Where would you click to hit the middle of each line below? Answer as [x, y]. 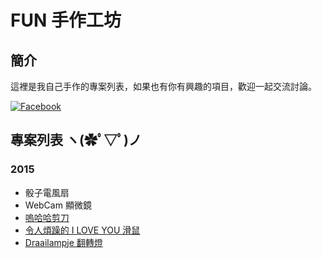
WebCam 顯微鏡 [58, 205]
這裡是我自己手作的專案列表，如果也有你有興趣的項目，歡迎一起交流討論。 [163, 86]
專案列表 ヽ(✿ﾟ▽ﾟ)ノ [76, 140]
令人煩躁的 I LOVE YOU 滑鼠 [82, 230]
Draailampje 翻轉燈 [63, 242]
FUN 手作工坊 [66, 20]
